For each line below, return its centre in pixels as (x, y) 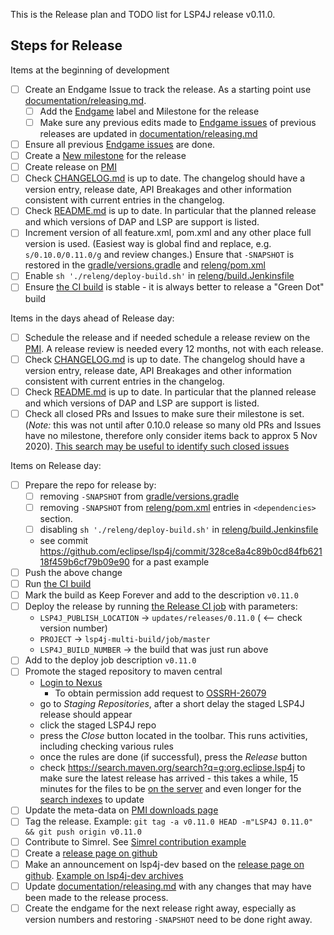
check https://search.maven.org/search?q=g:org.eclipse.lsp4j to (172, 768)
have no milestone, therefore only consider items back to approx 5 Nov (171, 435)
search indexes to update (92, 800)
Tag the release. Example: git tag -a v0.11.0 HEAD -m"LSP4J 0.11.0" (169, 821)
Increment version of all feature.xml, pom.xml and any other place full (168, 233)
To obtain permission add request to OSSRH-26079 (160, 693)
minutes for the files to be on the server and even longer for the (170, 789)
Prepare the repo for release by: (90, 485)
